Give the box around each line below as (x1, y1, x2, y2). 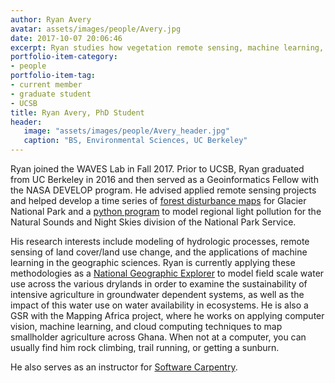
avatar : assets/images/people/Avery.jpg (10, 24, 182, 34)
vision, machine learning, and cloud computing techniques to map (10, 321, 283, 332)
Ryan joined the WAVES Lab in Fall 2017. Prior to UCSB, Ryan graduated (10, 163, 305, 175)
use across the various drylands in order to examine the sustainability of (10, 278, 308, 290)
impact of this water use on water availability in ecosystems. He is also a (10, 299, 309, 311)
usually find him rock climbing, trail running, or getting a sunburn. (10, 342, 280, 353)
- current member (10, 80, 83, 90)
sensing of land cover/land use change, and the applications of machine (10, 246, 308, 258)
